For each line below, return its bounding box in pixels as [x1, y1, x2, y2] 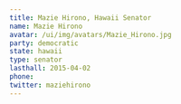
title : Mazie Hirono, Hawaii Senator [9, 13, 152, 23]
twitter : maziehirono [9, 80, 91, 90]
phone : [9, 72, 34, 81]
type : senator [9, 55, 63, 64]
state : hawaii [9, 47, 63, 56]
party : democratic [9, 38, 79, 48]
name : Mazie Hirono [9, 22, 83, 31]
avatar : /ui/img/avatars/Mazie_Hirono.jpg [9, 30, 172, 39]
